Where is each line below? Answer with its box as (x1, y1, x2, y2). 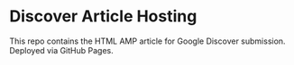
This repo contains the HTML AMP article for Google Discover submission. (9, 36, 286, 46)
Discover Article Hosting (9, 6, 198, 27)
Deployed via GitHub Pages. (9, 45, 115, 55)
